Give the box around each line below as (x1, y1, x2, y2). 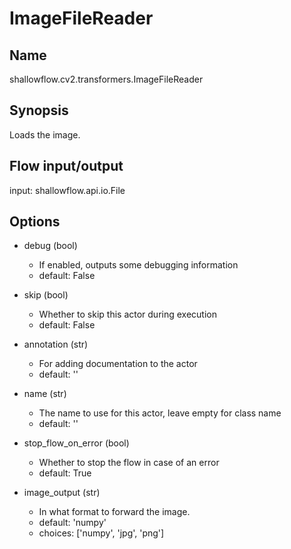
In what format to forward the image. (38, 506, 191, 518)
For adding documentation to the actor (38, 358, 198, 370)
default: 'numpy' (38, 517, 107, 529)
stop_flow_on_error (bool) (23, 437, 130, 449)
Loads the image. (9, 128, 81, 141)
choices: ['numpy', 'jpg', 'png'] (38, 527, 165, 539)
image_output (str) (23, 487, 101, 499)
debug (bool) (23, 240, 78, 252)
